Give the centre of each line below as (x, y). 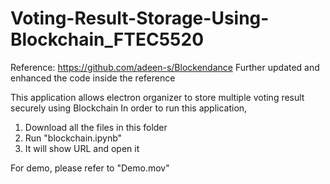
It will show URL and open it (82, 148)
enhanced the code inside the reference (93, 78)
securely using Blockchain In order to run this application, (129, 108)
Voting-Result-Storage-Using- (140, 18)
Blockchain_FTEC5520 (107, 39)
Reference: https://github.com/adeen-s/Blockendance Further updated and (165, 67)
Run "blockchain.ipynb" (73, 138)
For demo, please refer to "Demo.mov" (90, 168)
